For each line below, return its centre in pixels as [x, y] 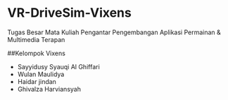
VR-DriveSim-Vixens [69, 13]
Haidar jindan [37, 81]
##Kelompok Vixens [36, 53]
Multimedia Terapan [36, 39]
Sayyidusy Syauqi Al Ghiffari [58, 66]
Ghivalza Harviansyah [49, 89]
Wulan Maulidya [41, 74]
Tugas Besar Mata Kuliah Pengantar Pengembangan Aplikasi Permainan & [114, 32]
